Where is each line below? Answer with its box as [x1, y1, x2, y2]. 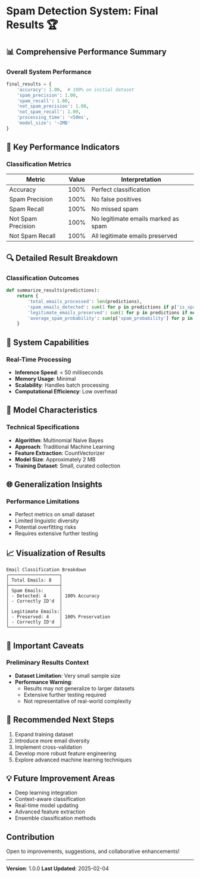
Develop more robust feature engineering [14, 749, 117, 757]
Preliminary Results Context [6, 659, 89, 667]
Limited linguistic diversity [14, 517, 79, 524]
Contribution [6, 832, 55, 842]
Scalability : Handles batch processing [14, 381, 109, 388]
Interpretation [121, 175, 162, 183]
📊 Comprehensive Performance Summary [6, 47, 167, 57]
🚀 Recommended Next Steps [6, 715, 114, 725]
